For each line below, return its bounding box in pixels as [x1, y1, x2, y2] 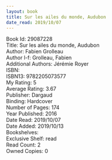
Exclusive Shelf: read [6, 135, 57, 142]
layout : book [6, 8, 38, 15]
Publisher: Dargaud [6, 91, 53, 98]
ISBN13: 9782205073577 [6, 73, 66, 80]
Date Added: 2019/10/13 [6, 122, 64, 130]
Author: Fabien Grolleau [6, 48, 63, 55]
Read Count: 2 [6, 141, 41, 148]
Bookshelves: [6, 129, 39, 136]
